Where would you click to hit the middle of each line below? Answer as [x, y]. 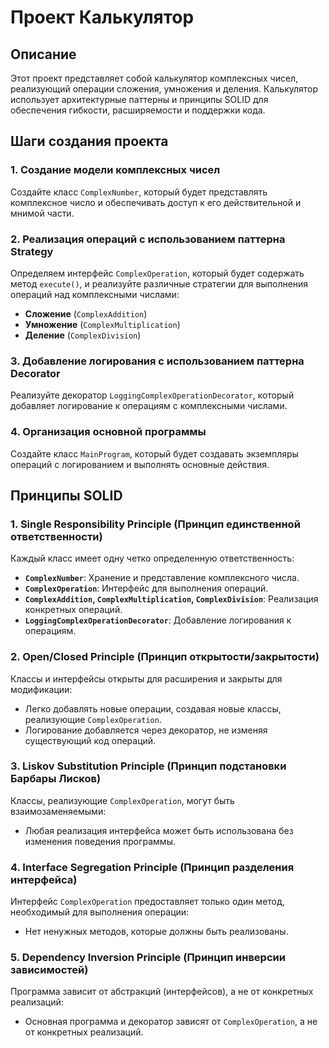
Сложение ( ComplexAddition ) [86, 313]
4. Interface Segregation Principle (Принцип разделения [152, 867]
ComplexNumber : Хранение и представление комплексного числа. [162, 578]
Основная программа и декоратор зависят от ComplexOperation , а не [171, 1022]
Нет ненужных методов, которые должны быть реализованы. [156, 932]
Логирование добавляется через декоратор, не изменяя [146, 730]
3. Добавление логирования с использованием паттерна [157, 361]
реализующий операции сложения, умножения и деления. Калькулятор [164, 89]
